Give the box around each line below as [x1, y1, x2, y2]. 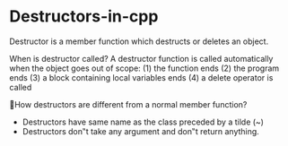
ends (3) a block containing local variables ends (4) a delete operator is [9, 72, 274, 82]
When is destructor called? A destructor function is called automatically [9, 53, 274, 64]
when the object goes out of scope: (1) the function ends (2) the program [9, 63, 280, 73]
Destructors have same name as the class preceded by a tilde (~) [22, 116, 265, 127]
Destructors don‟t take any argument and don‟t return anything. [22, 125, 260, 136]
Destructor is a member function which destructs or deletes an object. [9, 36, 269, 47]
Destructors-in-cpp [9, 6, 159, 27]
